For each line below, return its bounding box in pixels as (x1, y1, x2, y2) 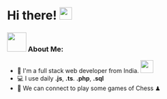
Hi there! (7, 8, 57, 23)
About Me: (27, 44, 63, 54)
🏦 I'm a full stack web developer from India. (16, 67, 140, 75)
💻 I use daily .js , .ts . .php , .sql (16, 74, 104, 83)
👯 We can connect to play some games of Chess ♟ (16, 84, 161, 92)
